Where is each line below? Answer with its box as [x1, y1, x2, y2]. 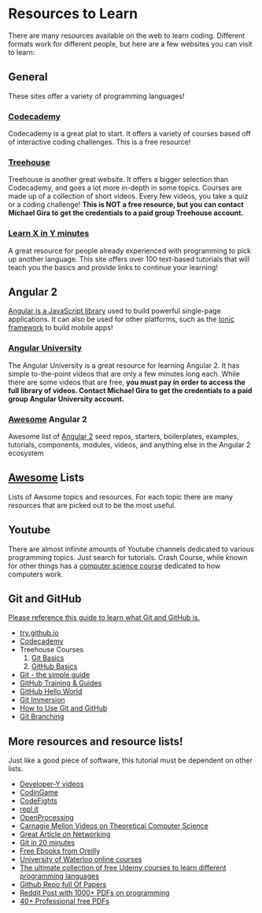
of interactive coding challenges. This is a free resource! [8, 137, 191, 147]
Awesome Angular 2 [8, 414, 87, 425]
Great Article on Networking [19, 829, 111, 839]
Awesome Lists [8, 471, 85, 484]
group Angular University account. [8, 394, 124, 403]
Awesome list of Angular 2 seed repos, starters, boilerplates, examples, [8, 432, 239, 441]
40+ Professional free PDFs [19, 896, 110, 906]
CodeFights [19, 796, 57, 806]
